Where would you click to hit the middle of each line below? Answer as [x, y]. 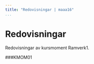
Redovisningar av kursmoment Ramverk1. [47, 48]
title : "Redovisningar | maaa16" [40, 10]
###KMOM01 [19, 57]
